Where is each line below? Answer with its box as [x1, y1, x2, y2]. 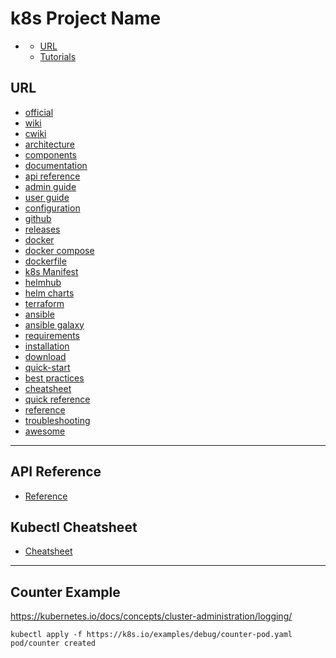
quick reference [24, 393, 91, 405]
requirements [24, 329, 80, 341]
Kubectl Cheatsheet [10, 518, 138, 536]
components [24, 148, 77, 161]
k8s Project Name [10, 7, 162, 30]
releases [24, 223, 61, 235]
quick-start [24, 361, 71, 373]
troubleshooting [24, 414, 91, 426]
